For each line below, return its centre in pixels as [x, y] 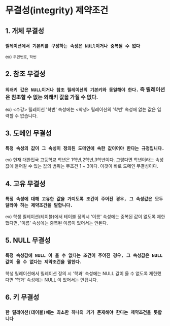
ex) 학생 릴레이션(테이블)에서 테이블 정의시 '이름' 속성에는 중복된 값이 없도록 [80, 216]
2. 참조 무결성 [25, 74]
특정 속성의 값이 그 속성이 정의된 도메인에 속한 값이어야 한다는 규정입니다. [85, 148]
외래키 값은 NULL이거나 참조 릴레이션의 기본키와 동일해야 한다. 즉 [75, 90]
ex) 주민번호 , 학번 [21, 56]
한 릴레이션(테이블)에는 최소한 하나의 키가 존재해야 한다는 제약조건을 [78, 312]
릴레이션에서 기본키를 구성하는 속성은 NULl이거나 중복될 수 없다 [73, 46]
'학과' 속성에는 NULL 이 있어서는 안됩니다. [56, 280]
